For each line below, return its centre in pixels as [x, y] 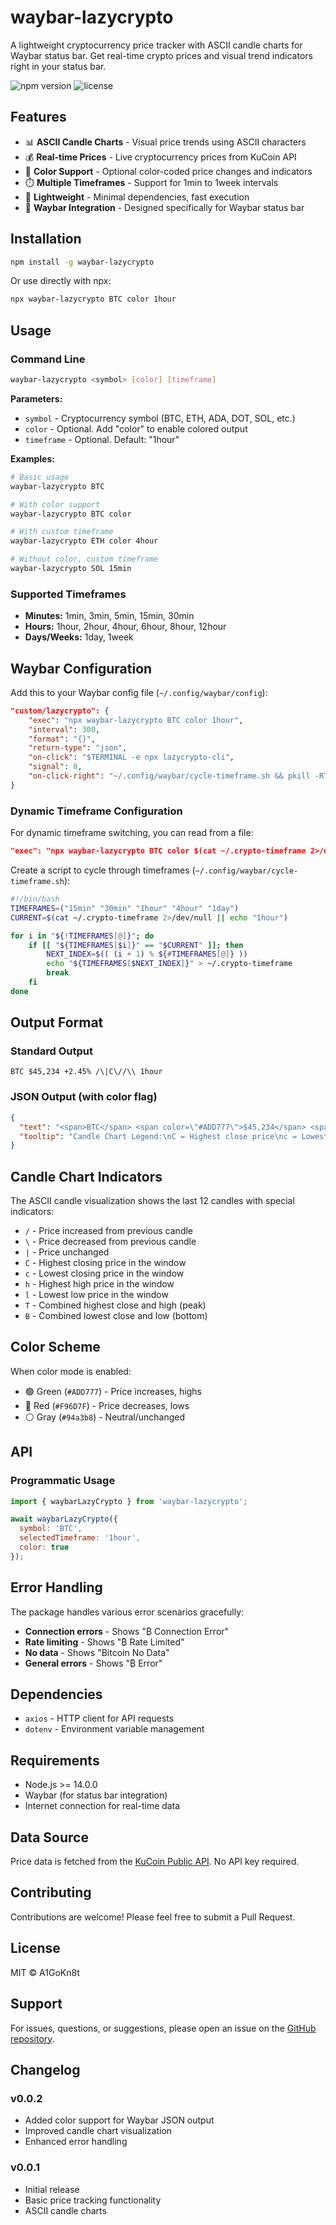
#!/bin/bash [35, 899]
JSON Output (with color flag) [84, 1097]
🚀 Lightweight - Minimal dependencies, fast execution [137, 197]
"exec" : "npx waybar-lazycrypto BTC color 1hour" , [136, 720]
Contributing [51, 1892]
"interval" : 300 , [64, 729]
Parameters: [36, 398]
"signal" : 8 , [55, 767]
